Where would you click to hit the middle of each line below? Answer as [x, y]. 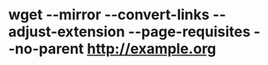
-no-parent [46, 49]
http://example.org [152, 49]
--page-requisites [189, 32]
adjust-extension [67, 32]
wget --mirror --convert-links [109, 15]
